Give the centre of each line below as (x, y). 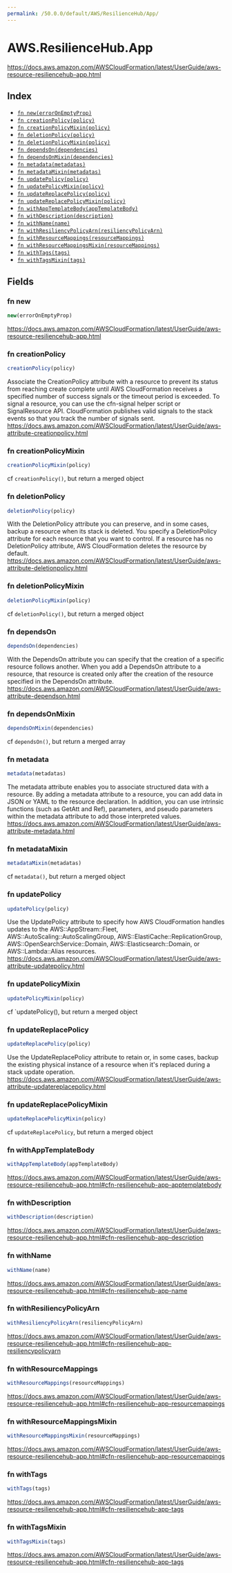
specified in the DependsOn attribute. (60, 681)
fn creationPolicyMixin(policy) (64, 128)
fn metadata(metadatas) (51, 165)
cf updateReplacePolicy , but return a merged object (80, 1132)
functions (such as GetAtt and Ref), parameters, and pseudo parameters (110, 809)
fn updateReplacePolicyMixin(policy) (71, 201)
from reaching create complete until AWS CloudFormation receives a (105, 389)
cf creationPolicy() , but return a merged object (76, 479)
